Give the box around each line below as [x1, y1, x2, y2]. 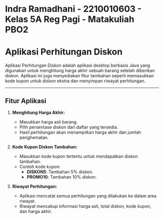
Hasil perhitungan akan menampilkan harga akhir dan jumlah [19, 129, 142, 135]
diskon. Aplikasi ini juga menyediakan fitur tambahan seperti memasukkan [5, 73, 154, 79]
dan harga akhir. [19, 208, 52, 214]
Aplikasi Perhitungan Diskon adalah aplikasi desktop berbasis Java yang [5, 62, 150, 69]
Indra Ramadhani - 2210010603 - [5, 3, 142, 15]
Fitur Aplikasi [5, 96, 46, 105]
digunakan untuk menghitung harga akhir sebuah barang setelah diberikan [5, 68, 155, 73]
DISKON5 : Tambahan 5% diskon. [26, 169, 94, 175]
